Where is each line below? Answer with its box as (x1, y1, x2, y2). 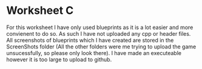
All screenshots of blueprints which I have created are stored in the (6, 36, 174, 44)
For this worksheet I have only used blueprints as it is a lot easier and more (6, 24, 194, 31)
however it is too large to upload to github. (6, 56, 112, 63)
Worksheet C (6, 4, 74, 18)
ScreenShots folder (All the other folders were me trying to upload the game (6, 43, 197, 50)
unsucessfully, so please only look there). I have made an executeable (6, 49, 182, 56)
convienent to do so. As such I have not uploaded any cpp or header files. (6, 30, 191, 37)
